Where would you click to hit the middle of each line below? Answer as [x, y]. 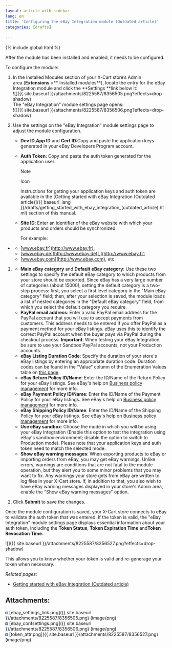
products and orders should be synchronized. [68, 228]
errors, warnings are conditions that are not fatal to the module [87, 465]
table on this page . [40, 372]
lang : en [15, 16]
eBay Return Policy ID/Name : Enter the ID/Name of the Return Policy [93, 378]
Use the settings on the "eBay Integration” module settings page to [83, 125]
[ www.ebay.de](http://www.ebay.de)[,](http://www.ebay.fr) [82, 254]
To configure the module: [32, 68]
